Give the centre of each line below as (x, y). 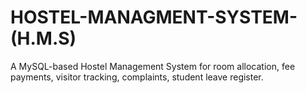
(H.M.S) (43, 38)
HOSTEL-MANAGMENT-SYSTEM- (154, 17)
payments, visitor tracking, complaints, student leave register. (137, 77)
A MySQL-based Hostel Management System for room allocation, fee (153, 66)
